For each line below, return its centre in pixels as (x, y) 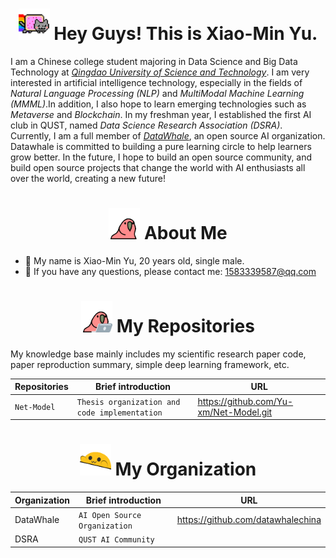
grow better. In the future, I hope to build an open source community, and (161, 157)
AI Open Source (110, 515)
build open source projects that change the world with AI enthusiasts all (158, 167)
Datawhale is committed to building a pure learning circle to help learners (161, 146)
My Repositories (185, 326)
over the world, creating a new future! (88, 178)
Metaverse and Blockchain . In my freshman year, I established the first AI (161, 114)
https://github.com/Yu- (245, 401)
